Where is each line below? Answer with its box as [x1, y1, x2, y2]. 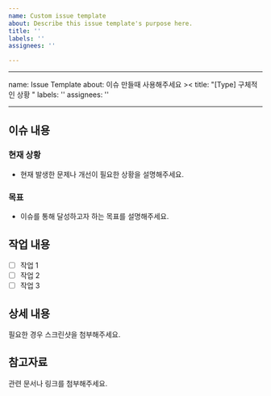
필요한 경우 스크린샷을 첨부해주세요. [8, 329, 121, 339]
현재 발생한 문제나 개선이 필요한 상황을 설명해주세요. [19, 169, 184, 179]
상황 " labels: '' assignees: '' [16, 90, 110, 99]
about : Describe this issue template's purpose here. [8, 19, 194, 27]
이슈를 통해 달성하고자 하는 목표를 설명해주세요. [19, 212, 169, 221]
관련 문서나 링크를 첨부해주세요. [8, 378, 108, 388]
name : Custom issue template [8, 11, 106, 20]
